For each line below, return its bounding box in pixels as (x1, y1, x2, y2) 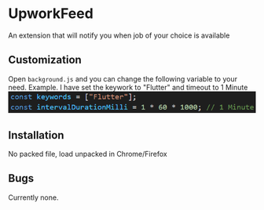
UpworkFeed (8, 5, 94, 23)
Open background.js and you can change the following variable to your (8, 74, 238, 83)
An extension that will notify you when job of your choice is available (8, 31, 230, 40)
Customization (8, 53, 82, 67)
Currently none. (8, 193, 59, 202)
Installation (8, 129, 64, 142)
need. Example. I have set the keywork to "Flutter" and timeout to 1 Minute (8, 82, 248, 92)
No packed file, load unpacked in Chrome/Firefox (8, 150, 167, 159)
